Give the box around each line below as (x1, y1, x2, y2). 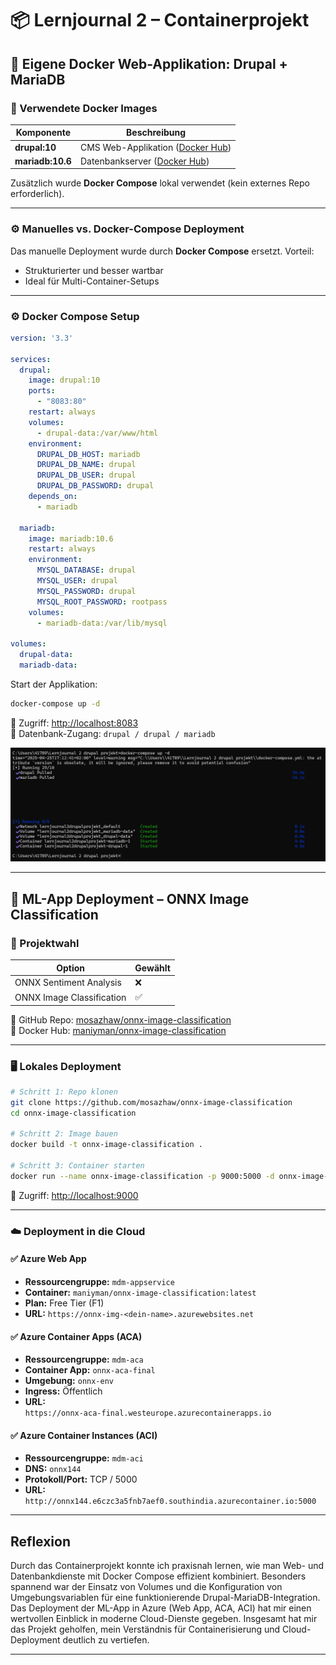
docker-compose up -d (10, 698, 101, 709)
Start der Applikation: (10, 678, 98, 690)
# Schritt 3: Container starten (10, 1161, 145, 1171)
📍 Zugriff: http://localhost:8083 (10, 717, 139, 729)
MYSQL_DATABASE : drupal (36, 565, 137, 576)
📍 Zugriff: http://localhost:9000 (10, 1189, 139, 1201)
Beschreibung (126, 127, 187, 139)
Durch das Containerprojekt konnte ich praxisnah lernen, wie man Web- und (10, 1560, 325, 1572)
